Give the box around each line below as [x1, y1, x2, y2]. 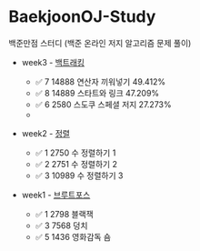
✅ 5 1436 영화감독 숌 [35, 231, 111, 242]
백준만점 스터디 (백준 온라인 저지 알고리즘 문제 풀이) [8, 37, 192, 48]
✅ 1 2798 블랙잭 [35, 208, 95, 219]
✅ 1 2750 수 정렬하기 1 [35, 147, 116, 158]
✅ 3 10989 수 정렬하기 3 [35, 170, 124, 181]
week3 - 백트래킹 [21, 56, 85, 67]
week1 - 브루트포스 [21, 189, 91, 200]
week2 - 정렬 [21, 127, 70, 138]
